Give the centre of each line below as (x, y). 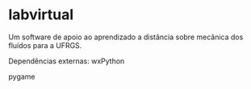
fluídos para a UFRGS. (45, 45)
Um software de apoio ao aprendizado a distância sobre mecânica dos (126, 37)
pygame (22, 76)
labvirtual (41, 15)
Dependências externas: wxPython (67, 61)
